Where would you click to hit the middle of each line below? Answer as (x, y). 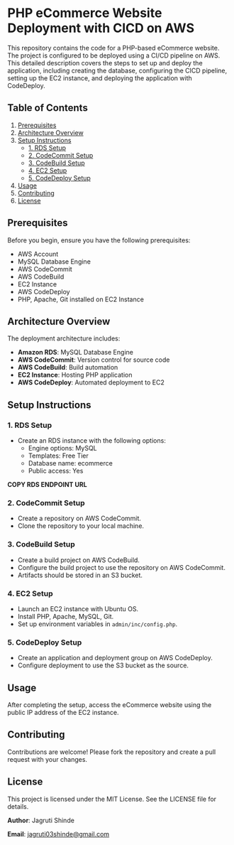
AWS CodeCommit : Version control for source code (94, 360)
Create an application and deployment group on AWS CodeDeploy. (115, 658)
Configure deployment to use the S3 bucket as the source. (103, 665)
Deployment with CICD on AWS (101, 28)
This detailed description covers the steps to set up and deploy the (105, 63)
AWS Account (38, 254)
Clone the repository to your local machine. (80, 526)
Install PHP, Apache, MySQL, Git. (66, 616)
